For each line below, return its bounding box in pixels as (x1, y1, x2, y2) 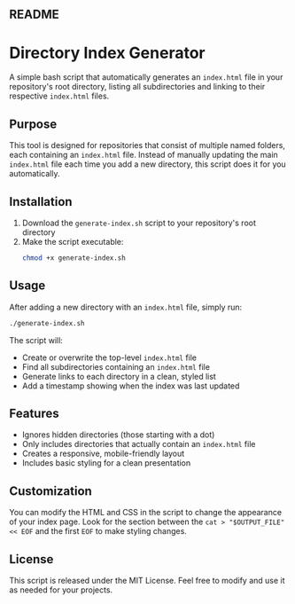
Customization (9, 483, 93, 498)
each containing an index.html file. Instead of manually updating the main (9, 150, 279, 161)
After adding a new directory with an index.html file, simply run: (9, 302, 243, 312)
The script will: (9, 334, 64, 345)
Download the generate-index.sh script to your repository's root (21, 217, 257, 228)
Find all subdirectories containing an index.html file (21, 361, 211, 372)
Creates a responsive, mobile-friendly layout (21, 448, 185, 459)
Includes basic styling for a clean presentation (21, 458, 191, 468)
